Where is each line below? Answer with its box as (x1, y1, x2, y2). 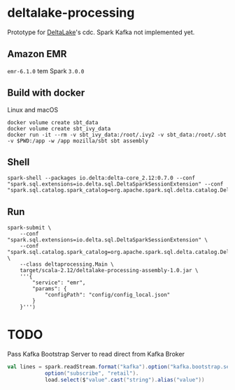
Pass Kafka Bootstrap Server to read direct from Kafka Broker (7, 350, 185, 359)
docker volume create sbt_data (7, 119, 99, 126)
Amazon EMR (7, 48, 67, 60)
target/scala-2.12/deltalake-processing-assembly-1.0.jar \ (20, 267, 199, 274)
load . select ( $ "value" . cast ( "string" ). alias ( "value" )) (44, 376, 205, 383)
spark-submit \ (7, 225, 52, 232)
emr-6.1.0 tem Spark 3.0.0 (7, 66, 85, 75)
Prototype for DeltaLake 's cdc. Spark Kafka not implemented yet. (7, 28, 195, 36)
